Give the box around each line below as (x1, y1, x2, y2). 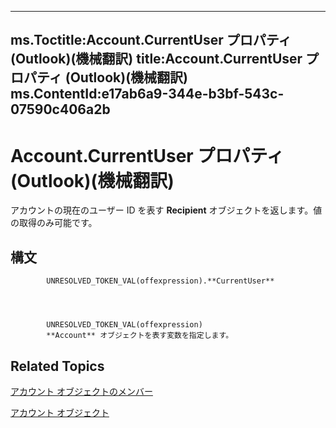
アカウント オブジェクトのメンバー (10, 385, 153, 397)
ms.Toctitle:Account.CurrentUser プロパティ (10, 32, 292, 49)
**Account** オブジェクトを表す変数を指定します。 (46, 331, 234, 341)
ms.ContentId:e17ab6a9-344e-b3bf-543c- (10, 86, 285, 103)
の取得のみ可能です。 (10, 217, 98, 229)
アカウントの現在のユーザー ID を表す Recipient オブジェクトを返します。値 (10, 204, 323, 216)
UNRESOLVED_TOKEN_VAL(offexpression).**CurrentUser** (46, 276, 275, 286)
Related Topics (10, 357, 105, 375)
